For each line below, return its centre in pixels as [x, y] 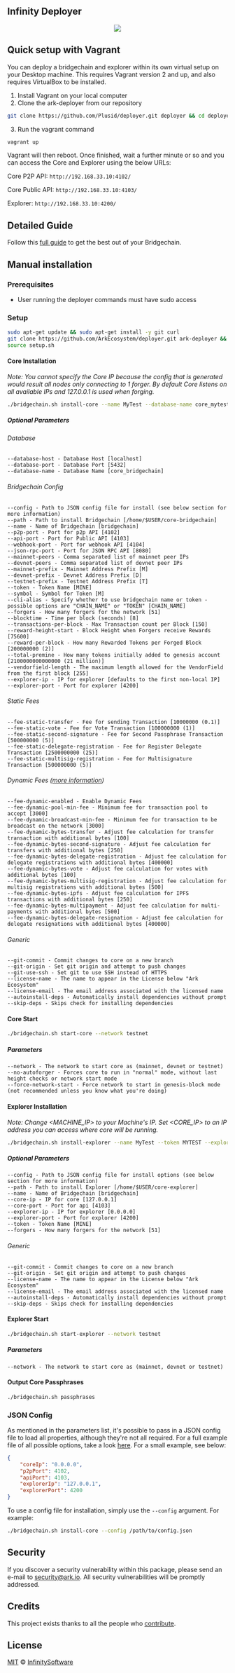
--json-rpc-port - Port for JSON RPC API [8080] [79, 551]
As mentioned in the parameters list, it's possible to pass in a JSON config [114, 1430]
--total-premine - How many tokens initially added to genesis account [114, 655]
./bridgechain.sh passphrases [51, 1397]
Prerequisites [30, 285]
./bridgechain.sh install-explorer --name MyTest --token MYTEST [104, 1142]
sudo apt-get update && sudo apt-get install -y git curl [93, 332]
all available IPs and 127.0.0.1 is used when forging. [81, 391]
